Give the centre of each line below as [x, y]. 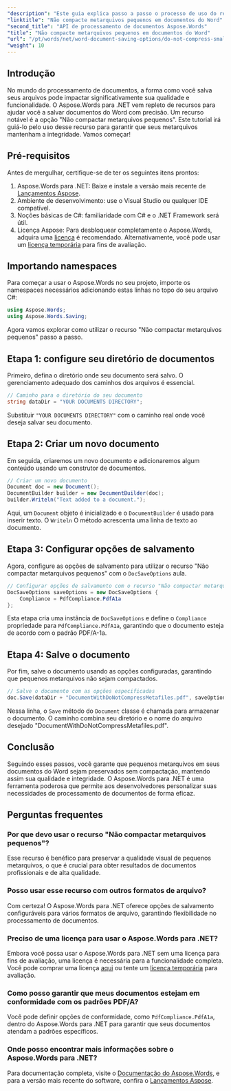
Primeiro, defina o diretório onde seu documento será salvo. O [95, 375]
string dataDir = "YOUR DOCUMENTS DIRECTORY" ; [75, 402]
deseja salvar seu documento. [50, 422]
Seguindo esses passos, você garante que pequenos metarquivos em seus [113, 764]
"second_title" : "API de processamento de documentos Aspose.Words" [107, 26]
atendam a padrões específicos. [53, 1032]
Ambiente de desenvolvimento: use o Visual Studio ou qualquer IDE [112, 200]
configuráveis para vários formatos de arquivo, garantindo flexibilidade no [112, 913]
